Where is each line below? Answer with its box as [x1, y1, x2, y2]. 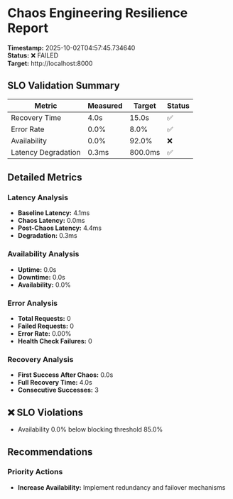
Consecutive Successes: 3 [17, 385, 99, 395]
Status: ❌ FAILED [7, 51, 59, 60]
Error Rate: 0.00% [17, 329, 72, 338]
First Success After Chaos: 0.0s [17, 371, 114, 379]
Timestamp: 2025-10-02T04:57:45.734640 [7, 43, 136, 52]
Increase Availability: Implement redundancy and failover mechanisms [17, 483, 226, 491]
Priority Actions [7, 467, 63, 477]
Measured [87, 101, 123, 111]
